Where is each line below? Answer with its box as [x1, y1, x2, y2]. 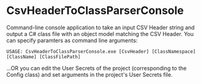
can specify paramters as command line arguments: [6, 37, 138, 44]
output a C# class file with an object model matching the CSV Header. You [6, 30, 194, 37]
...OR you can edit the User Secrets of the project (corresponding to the [6, 65, 187, 72]
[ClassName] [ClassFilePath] [6, 54, 81, 60]
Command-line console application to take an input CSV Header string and [6, 24, 195, 31]
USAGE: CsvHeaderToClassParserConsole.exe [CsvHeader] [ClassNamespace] [6, 48, 196, 55]
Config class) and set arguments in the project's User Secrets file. [6, 71, 173, 78]
